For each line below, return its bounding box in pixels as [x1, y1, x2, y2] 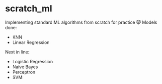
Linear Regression [12, 39, 50, 45]
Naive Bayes [12, 64, 38, 70]
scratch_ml [5, 3, 52, 14]
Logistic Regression [12, 58, 53, 64]
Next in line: [5, 49, 30, 55]
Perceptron [12, 69, 36, 75]
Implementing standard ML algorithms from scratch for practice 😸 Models [5, 19, 158, 25]
